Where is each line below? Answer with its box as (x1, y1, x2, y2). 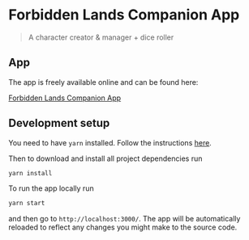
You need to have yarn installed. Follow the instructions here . (8, 137, 213, 147)
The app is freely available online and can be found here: (8, 77, 199, 86)
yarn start (8, 200, 45, 208)
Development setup (8, 116, 110, 130)
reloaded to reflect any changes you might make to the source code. (8, 222, 238, 232)
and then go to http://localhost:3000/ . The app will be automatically (8, 214, 241, 224)
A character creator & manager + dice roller (28, 32, 174, 42)
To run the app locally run (8, 183, 95, 193)
